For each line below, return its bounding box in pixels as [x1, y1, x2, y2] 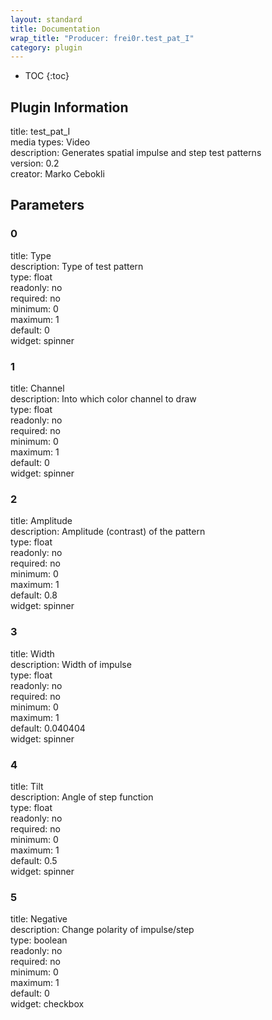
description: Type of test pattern [10, 260, 144, 272]
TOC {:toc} [24, 70, 70, 82]
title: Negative [10, 913, 68, 925]
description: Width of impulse [10, 658, 132, 670]
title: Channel [10, 382, 65, 395]
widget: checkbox [10, 998, 85, 1010]
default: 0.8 [10, 589, 58, 601]
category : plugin [10, 42, 83, 53]
